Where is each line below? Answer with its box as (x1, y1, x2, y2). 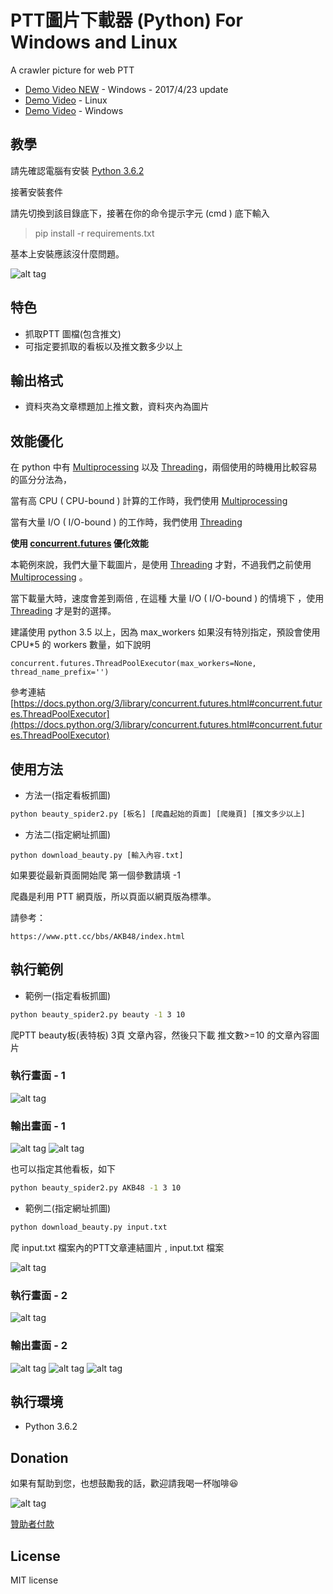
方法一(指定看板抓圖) (24, 789, 112, 801)
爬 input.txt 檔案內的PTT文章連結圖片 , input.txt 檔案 (10, 1241, 225, 1253)
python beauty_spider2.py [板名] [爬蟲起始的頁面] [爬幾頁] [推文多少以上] (10, 809, 306, 819)
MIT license (10, 1574, 59, 1586)
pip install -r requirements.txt (34, 227, 155, 239)
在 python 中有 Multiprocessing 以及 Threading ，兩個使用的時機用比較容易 (10, 461, 318, 473)
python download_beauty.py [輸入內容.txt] (10, 850, 184, 860)
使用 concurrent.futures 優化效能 (10, 537, 149, 550)
